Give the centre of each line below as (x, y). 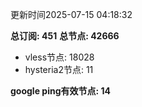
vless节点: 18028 (59, 57)
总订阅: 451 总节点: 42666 (65, 36)
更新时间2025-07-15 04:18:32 (71, 14)
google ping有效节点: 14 (60, 91)
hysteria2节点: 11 (59, 69)
